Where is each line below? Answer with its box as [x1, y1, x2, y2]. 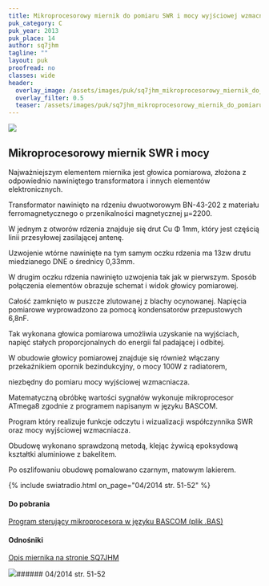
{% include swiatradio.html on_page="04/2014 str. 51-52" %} [8, 480, 211, 490]
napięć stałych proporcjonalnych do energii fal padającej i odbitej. [8, 337, 226, 347]
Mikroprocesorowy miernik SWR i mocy [8, 146, 210, 160]
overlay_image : [15, 86, 66, 95]
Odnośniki [8, 535, 44, 544]
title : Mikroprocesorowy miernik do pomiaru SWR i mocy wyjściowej [8, 11, 239, 20]
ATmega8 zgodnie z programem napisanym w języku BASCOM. [8, 401, 219, 410]
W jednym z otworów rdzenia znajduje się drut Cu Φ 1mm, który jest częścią [8, 224, 260, 234]
